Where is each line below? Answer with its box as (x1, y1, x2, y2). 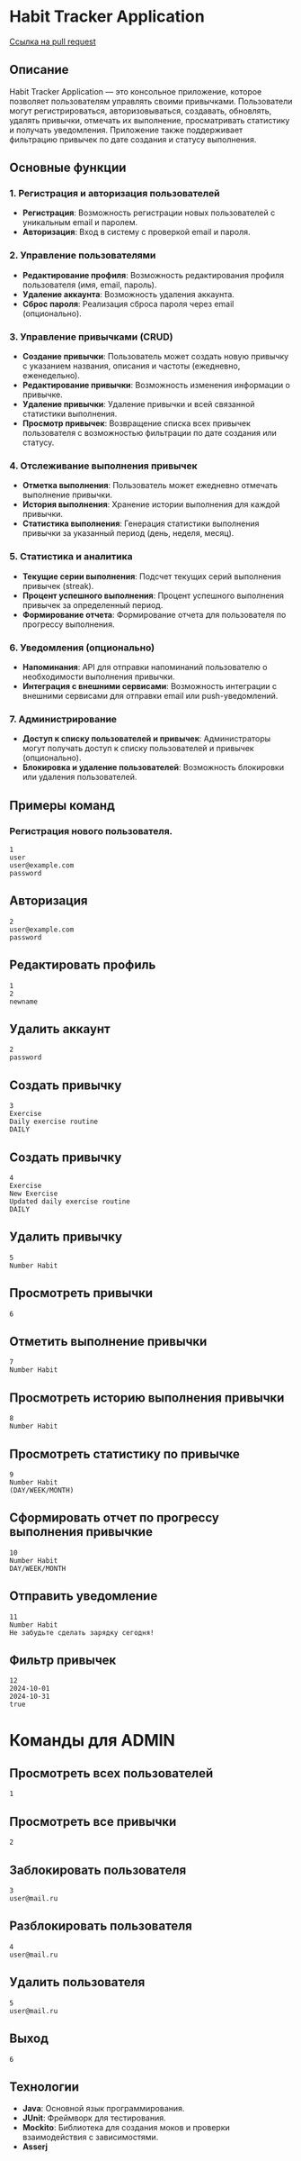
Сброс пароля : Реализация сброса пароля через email (22, 298, 235, 309)
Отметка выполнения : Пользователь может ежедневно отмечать (22, 480, 279, 491)
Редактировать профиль (9, 958, 156, 973)
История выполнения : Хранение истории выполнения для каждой (22, 499, 280, 510)
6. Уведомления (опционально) (9, 641, 155, 654)
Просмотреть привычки (9, 1285, 154, 1301)
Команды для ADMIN (9, 1730, 175, 1750)
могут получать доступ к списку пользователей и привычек (22, 743, 254, 754)
